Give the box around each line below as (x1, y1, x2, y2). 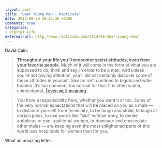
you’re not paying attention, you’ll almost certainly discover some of (16, 72, 152, 78)
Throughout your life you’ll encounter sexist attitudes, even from (16, 57, 150, 63)
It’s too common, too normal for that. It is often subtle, (34, 82, 142, 88)
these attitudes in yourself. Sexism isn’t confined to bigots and (16, 77, 141, 83)
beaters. (16, 82, 34, 88)
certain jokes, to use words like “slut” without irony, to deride (16, 113, 138, 118)
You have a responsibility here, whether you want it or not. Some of (16, 97, 151, 103)
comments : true (5, 20, 36, 26)
